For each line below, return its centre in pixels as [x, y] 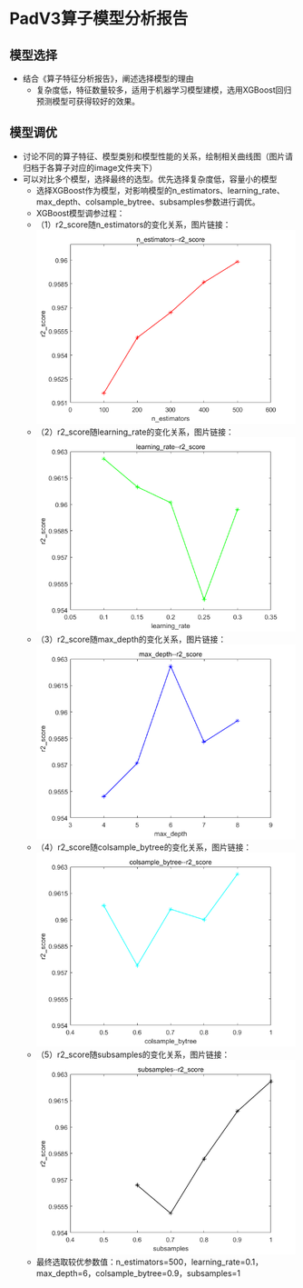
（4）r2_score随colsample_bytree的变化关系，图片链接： [144, 847]
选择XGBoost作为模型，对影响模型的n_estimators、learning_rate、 [160, 190]
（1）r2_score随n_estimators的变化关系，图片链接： [133, 225]
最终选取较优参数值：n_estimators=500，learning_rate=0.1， [150, 1262]
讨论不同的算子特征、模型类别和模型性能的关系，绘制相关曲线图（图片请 [157, 156]
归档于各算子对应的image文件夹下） [90, 167]
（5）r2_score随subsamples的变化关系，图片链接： [133, 1054]
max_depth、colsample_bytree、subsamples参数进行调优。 [148, 202]
